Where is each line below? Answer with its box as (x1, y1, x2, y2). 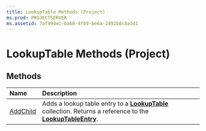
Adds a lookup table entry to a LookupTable (42, 99, 169, 108)
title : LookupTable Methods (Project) (6, 9, 105, 15)
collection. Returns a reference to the (42, 107, 149, 116)
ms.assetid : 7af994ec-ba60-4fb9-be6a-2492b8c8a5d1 (6, 20, 139, 26)
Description (42, 89, 77, 98)
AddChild (9, 107, 37, 116)
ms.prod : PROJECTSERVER (6, 15, 67, 21)
